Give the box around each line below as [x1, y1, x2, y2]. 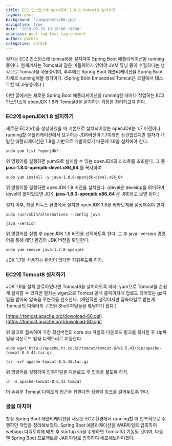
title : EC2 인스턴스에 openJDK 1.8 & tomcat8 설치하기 [6, 7, 116, 13]
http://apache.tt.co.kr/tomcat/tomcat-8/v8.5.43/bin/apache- [28, 346, 162, 351]
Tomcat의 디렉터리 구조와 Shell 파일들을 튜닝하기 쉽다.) [6, 303, 117, 309]
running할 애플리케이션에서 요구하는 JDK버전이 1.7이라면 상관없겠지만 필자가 [6, 132, 160, 138]
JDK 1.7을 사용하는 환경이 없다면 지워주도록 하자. [6, 257, 104, 263]
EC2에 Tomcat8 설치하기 [6, 270, 66, 278]
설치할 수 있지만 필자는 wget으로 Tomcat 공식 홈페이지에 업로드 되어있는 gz [11, 290, 163, 296]
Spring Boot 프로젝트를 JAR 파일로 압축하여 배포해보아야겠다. [11, 435, 135, 441]
